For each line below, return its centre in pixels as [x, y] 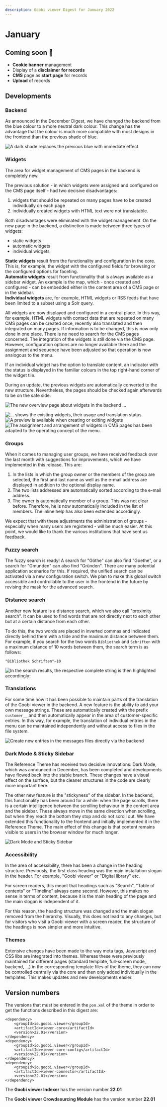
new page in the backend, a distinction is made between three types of [78, 226]
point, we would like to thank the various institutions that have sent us [77, 531]
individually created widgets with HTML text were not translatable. [80, 211]
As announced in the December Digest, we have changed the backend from [83, 121]
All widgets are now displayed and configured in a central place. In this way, [83, 313]
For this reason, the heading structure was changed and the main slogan [80, 911]
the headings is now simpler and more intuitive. [53, 927]
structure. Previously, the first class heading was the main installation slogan [83, 871]
